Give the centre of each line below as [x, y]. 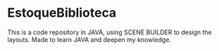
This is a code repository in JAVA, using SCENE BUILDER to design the [110, 32]
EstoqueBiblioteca [62, 13]
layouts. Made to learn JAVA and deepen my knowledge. [89, 39]
